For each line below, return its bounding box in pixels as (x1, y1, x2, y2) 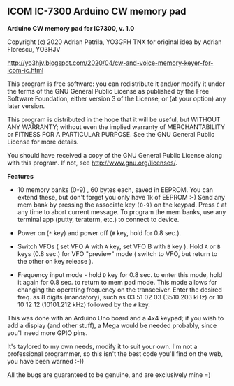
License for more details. (7, 138, 79, 146)
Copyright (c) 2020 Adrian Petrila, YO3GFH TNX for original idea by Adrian (7, 38, 222, 46)
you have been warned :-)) (7, 357, 85, 365)
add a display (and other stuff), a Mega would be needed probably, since (7, 321, 217, 329)
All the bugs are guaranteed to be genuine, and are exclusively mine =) (7, 370, 211, 379)
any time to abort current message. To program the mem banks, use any (17, 207, 226, 216)
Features (7, 172, 34, 180)
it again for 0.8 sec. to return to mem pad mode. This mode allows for (17, 278, 218, 286)
